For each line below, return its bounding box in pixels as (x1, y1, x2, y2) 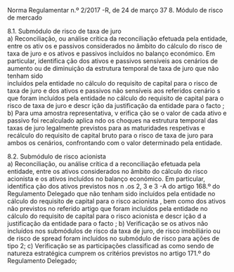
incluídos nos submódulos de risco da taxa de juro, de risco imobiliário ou (7, 227, 221, 235)
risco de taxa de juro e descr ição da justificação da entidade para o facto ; (7, 102, 225, 109)
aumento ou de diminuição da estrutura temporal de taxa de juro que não (7, 64, 219, 72)
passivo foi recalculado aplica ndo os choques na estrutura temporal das (7, 116, 219, 125)
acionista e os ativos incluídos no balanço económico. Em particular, (7, 175, 205, 183)
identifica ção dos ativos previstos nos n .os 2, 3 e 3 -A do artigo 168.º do (7, 182, 220, 190)
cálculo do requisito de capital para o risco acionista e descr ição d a (7, 212, 207, 220)
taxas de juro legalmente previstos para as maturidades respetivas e (7, 124, 205, 132)
